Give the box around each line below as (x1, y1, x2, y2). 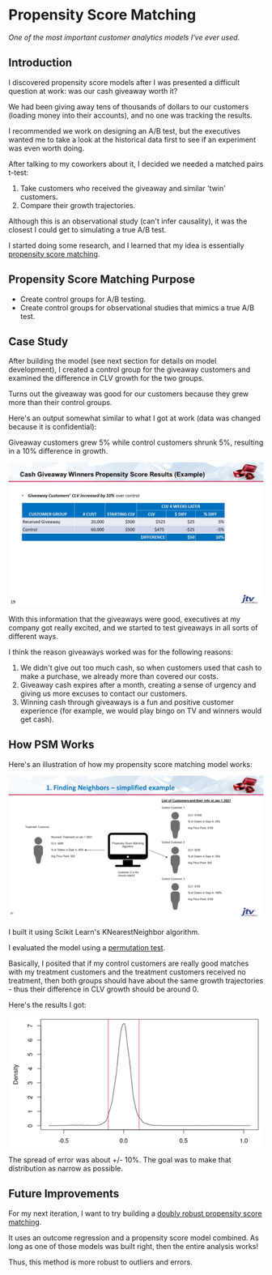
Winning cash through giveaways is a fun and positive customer (19, 697, 235, 706)
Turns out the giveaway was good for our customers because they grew (8, 389, 249, 399)
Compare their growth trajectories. (19, 200, 136, 210)
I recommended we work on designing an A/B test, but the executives (8, 126, 241, 135)
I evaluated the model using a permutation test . (8, 943, 166, 953)
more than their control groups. (8, 398, 113, 407)
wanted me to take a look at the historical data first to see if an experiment (8, 134, 257, 144)
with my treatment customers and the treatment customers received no (8, 967, 246, 977)
